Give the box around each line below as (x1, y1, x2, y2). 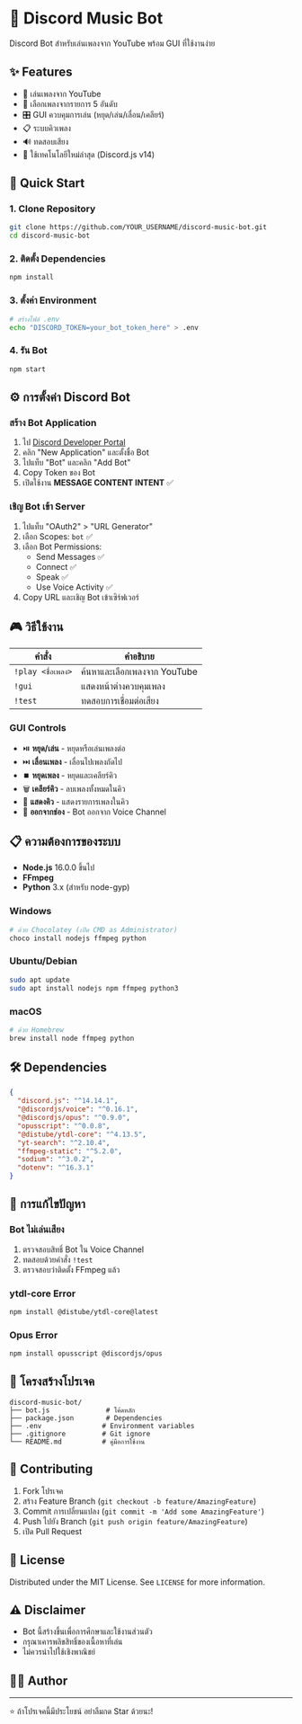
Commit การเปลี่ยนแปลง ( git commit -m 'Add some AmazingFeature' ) (22, 1506, 265, 1516)
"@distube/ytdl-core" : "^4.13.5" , (17, 1130, 147, 1139)
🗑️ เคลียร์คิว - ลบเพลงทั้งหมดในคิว (22, 783, 126, 794)
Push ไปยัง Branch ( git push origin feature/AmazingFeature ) (22, 1515, 249, 1526)
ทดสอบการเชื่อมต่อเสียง (80, 695, 159, 707)
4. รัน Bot (9, 344, 48, 357)
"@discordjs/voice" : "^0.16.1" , (17, 1105, 139, 1114)
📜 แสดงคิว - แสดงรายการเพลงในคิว (22, 795, 129, 807)
